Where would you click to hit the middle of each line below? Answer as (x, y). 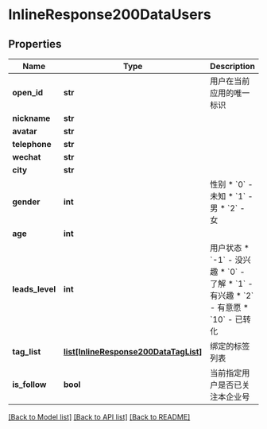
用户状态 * (230, 248)
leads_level (34, 289)
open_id (28, 93)
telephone (32, 144)
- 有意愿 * (229, 307)
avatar (25, 131)
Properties (35, 44)
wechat (27, 157)
